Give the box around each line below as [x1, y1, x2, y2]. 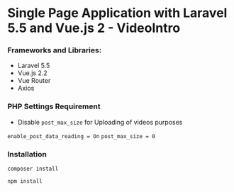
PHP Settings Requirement [7, 101, 101, 111]
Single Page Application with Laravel [7, 5, 228, 21]
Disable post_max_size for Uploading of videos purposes [17, 118, 183, 126]
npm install [7, 178, 43, 185]
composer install [7, 165, 59, 173]
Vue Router [17, 77, 51, 85]
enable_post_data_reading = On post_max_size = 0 [7, 132, 156, 140]
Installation [7, 149, 48, 159]
